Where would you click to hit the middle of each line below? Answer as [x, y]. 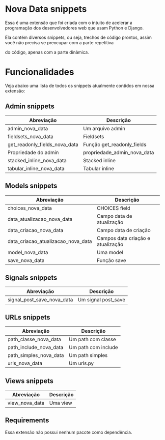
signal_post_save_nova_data [40, 300]
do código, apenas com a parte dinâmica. [47, 52]
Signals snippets [31, 278]
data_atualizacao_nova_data [40, 219]
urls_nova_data [25, 363]
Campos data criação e [124, 238]
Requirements [27, 421]
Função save [111, 260]
